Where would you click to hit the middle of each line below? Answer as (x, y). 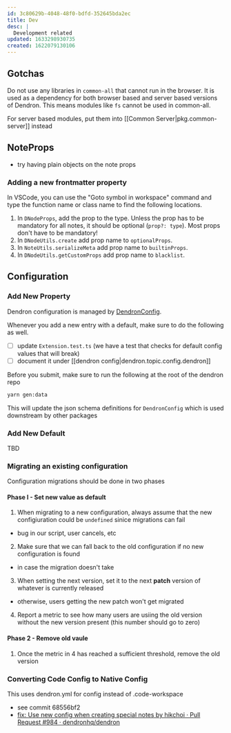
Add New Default (36, 433)
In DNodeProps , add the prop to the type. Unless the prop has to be (111, 218)
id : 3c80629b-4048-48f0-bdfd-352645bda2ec (69, 13)
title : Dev (23, 20)
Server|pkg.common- (187, 118)
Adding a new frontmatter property (67, 182)
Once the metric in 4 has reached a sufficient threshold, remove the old (119, 653)
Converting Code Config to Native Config (78, 679)
